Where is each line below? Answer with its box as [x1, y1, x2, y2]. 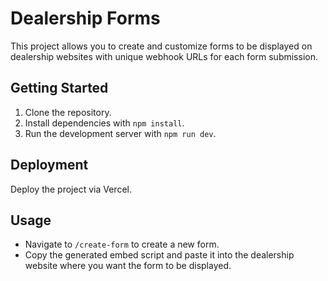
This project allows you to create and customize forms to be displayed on [10, 40, 313, 52]
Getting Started [10, 80, 109, 97]
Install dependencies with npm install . [24, 117, 185, 129]
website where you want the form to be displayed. [24, 260, 232, 272]
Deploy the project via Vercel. [10, 183, 132, 195]
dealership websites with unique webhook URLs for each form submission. [10, 50, 318, 62]
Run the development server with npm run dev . [24, 127, 217, 139]
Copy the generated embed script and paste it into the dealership [24, 249, 295, 261]
